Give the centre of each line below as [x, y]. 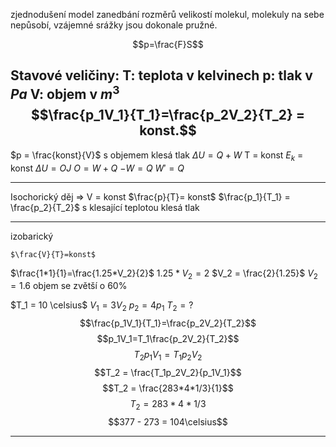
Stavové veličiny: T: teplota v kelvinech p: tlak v [161, 75]
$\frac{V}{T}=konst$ [53, 254]
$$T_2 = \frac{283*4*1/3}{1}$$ [168, 388]
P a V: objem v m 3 [65, 93]
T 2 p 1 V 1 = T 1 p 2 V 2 [168, 356]
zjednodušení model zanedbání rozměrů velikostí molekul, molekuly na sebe [167, 14]
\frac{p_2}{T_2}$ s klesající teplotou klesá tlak [105, 207]
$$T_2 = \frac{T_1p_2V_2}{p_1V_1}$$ [168, 372]
